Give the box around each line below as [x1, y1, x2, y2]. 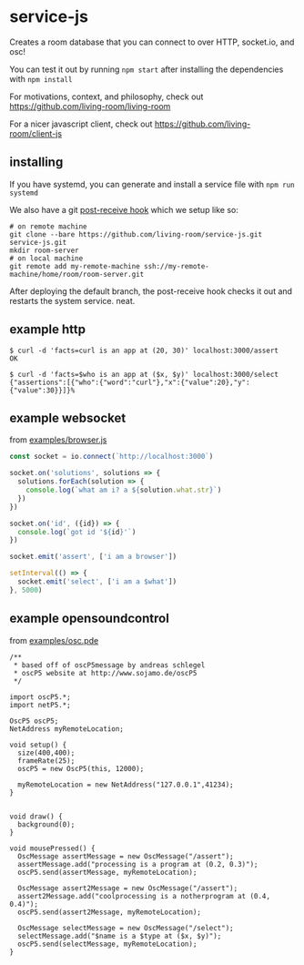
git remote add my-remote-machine [9, 261, 141, 270]
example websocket [9, 410, 127, 425]
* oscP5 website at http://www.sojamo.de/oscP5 [13, 668, 198, 677]
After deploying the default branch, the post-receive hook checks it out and [9, 285, 293, 297]
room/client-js [9, 127, 62, 138]
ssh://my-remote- [144, 261, 209, 270]
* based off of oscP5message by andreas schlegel [13, 660, 206, 670]
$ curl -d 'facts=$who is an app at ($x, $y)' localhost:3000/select [9, 370, 279, 379]
